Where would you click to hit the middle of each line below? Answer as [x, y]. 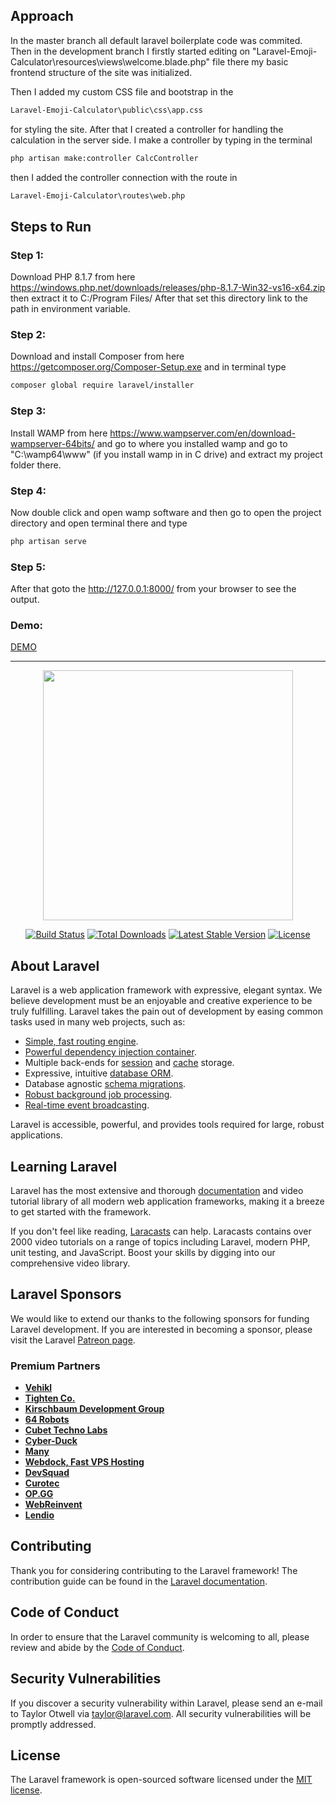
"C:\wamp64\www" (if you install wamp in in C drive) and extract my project [166, 454]
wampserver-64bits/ [52, 443]
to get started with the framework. [81, 1211]
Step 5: [28, 567]
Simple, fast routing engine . [81, 1041]
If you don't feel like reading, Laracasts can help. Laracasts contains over [161, 1231]
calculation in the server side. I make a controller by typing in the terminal [161, 140]
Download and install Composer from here [97, 356]
